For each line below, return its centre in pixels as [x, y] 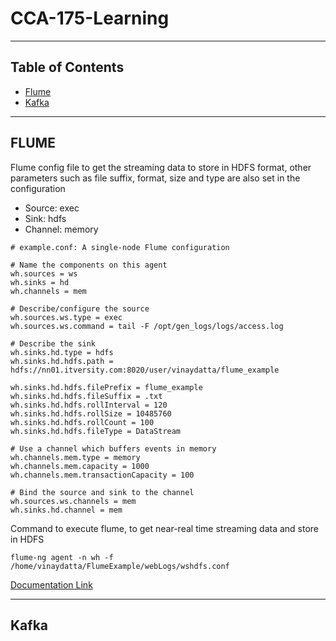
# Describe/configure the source [80, 308]
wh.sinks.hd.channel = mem [66, 510]
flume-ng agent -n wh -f [62, 557]
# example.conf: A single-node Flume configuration [120, 247]
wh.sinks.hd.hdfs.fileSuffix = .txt [86, 396]
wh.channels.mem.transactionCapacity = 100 [102, 475]
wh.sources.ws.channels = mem [73, 501]
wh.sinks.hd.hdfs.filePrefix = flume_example [106, 387]
